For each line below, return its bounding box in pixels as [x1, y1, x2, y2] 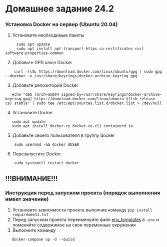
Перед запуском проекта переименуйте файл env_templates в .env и [12, 216, 159, 223]
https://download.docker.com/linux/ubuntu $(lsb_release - [34, 96, 160, 102]
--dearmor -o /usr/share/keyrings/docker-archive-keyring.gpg [5, 74, 137, 79]
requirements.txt [12, 212, 49, 217]
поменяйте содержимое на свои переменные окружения [12, 222, 136, 228]
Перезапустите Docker [12, 151, 61, 157]
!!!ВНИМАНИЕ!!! [5, 174, 58, 183]
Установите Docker [12, 110, 53, 116]
